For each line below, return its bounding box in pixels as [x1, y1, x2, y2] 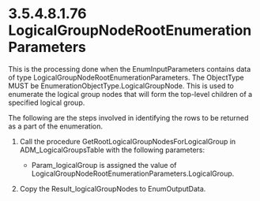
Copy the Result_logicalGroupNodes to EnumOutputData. [19, 184, 206, 193]
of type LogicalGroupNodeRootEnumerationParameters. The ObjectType [8, 73, 245, 82]
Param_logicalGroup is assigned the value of [31, 160, 177, 169]
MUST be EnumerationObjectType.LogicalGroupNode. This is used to [8, 80, 235, 91]
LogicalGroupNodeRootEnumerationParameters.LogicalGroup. [31, 169, 235, 178]
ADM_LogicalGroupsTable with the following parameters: [19, 145, 205, 154]
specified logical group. [8, 98, 85, 107]
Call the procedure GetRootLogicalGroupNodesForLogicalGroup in [19, 136, 236, 146]
